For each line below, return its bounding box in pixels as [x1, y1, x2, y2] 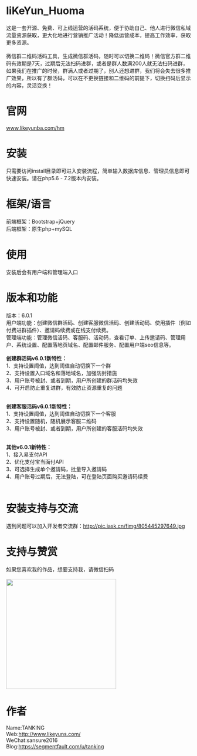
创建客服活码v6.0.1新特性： [6, 403, 72, 410]
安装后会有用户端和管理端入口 [6, 268, 78, 275]
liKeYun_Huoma [6, 4, 85, 18]
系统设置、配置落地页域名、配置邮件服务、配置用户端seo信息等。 [16, 341, 174, 348]
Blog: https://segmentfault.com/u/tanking [6, 743, 104, 750]
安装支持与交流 [6, 502, 79, 515]
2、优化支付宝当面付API [6, 458, 64, 465]
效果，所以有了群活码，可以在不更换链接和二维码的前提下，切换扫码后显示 [11, 75, 191, 82]
